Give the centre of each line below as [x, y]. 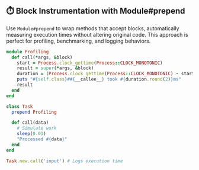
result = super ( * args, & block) [55, 68]
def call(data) [30, 123]
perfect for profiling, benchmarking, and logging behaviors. [78, 41]
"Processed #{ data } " [42, 139]
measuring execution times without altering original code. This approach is [97, 34]
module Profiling [28, 52]
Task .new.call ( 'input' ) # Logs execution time [65, 161]
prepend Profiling [34, 112]
